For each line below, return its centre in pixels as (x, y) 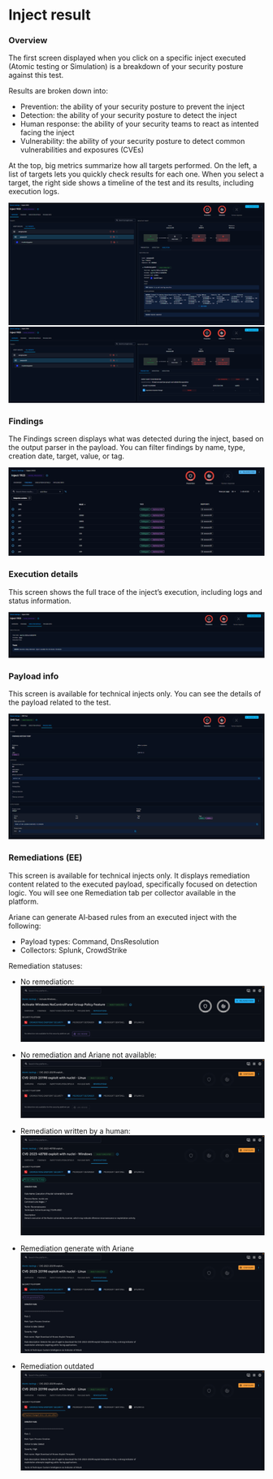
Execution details (43, 575)
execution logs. (34, 192)
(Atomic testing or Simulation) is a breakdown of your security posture (126, 67)
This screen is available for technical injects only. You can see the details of (135, 694)
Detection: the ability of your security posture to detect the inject (128, 115)
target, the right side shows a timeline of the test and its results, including (131, 183)
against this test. (36, 76)
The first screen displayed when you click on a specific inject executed (127, 58)
